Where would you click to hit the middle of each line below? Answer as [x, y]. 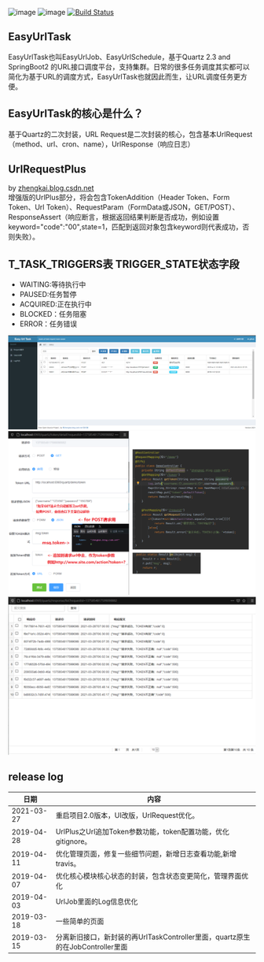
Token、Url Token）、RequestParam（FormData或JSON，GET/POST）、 [124, 207]
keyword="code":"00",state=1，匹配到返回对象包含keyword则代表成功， [125, 227]
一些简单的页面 [80, 921]
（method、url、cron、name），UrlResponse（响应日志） [101, 144]
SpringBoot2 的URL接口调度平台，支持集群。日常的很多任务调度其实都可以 [129, 66]
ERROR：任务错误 [48, 324]
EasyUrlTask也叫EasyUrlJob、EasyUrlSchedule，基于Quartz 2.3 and [119, 57]
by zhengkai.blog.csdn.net [51, 188]
